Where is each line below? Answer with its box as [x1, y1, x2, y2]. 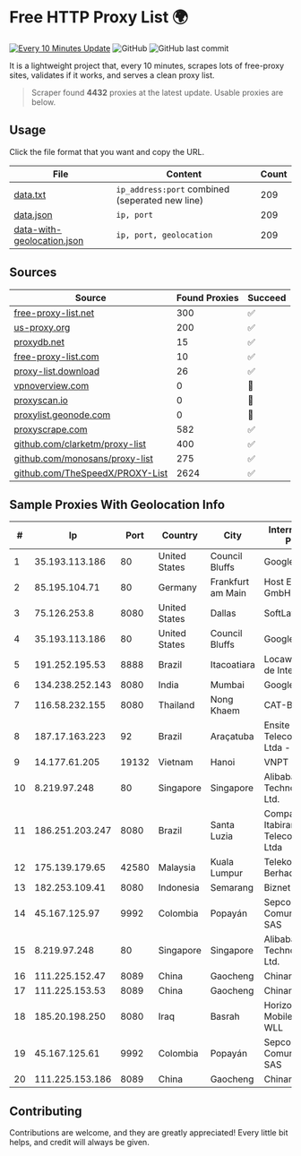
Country [161, 530, 199, 542]
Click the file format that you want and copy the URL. [9, 146, 204, 157]
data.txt [13, 188, 47, 201]
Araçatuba [210, 730, 254, 743]
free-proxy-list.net [13, 306, 95, 319]
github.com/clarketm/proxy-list [13, 437, 146, 450]
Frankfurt [210, 575, 249, 588]
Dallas [210, 607, 236, 619]
